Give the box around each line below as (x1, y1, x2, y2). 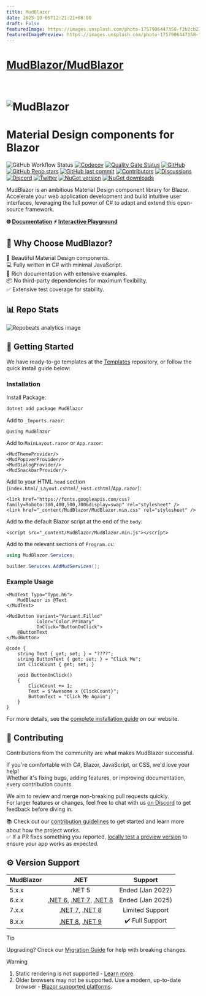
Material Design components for (6, 128, 175, 142)
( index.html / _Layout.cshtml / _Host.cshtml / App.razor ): (6, 484, 142, 492)
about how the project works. (6, 826, 81, 834)
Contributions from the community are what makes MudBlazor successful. (6, 749, 194, 756)
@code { (6, 645, 26, 652)
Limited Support (122, 906, 169, 914)
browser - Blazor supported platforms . (15, 983, 112, 990)
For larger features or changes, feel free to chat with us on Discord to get (6, 799, 191, 806)
